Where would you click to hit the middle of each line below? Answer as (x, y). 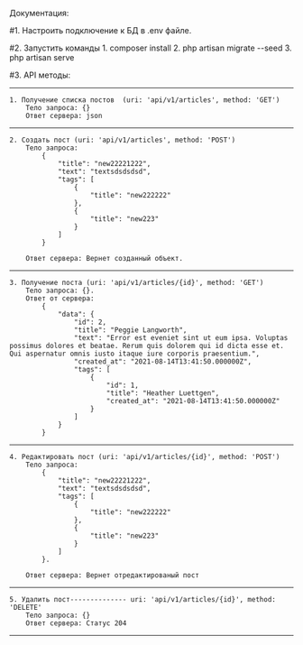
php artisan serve (42, 57)
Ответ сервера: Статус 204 (76, 623)
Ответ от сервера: (60, 299)
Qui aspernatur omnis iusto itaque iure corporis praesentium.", (134, 354)
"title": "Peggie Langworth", (130, 330)
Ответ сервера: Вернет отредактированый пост (113, 576)
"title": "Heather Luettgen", (163, 393)
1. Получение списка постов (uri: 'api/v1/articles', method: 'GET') (145, 100)
